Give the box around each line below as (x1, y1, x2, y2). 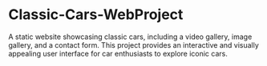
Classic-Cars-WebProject (8, 6, 184, 24)
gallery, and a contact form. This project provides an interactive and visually (8, 40, 259, 49)
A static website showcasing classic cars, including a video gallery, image (8, 32, 253, 41)
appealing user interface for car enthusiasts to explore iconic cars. (8, 49, 229, 58)
